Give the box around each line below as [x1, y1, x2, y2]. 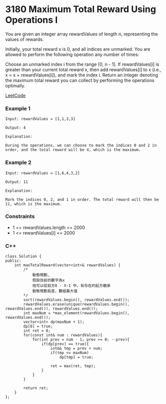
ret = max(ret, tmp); [50, 364, 96, 369]
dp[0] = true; [23, 324, 53, 329]
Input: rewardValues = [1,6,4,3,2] [5, 170, 80, 176]
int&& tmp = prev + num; [50, 346, 102, 351]
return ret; [23, 386, 49, 391]
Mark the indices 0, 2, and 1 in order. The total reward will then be [5, 197, 159, 202]
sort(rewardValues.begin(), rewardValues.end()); [23, 298, 130, 303]
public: [5, 258, 22, 263]
